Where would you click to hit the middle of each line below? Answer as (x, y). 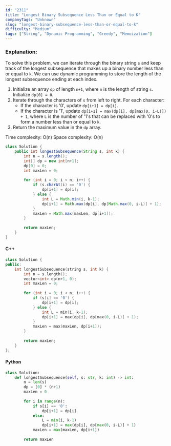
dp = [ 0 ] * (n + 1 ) (42, 387)
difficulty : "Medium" (28, 29)
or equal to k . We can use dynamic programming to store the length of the (83, 74)
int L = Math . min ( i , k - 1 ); (71, 199)
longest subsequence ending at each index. (51, 79)
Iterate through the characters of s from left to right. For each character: (89, 100)
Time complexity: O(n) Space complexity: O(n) (54, 137)
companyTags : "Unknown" (31, 19)
